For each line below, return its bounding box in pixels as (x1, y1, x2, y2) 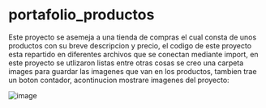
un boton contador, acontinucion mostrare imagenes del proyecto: (8, 75, 230, 85)
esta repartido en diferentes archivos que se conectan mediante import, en (8, 49, 259, 59)
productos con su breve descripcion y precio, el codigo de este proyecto (8, 40, 252, 50)
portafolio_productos (8, 6, 155, 24)
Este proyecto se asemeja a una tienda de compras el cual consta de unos (8, 32, 257, 42)
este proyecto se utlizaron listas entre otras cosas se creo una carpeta (8, 58, 244, 68)
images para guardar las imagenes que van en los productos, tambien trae (8, 66, 257, 76)
